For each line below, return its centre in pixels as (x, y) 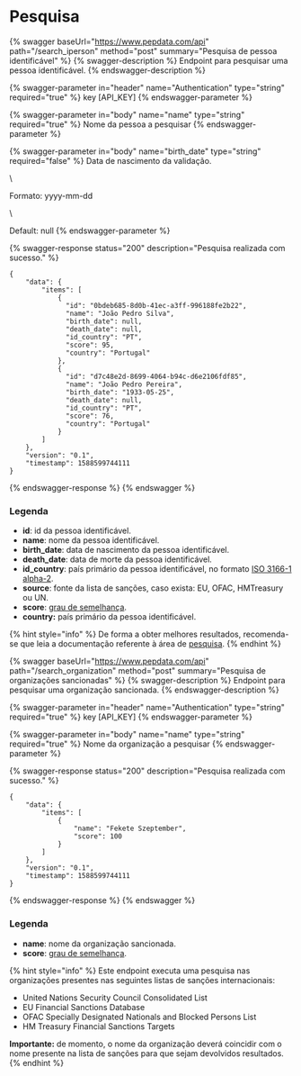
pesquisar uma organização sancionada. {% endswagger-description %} (145, 690)
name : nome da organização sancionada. (99, 944)
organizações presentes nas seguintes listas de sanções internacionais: (142, 980)
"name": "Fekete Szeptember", (130, 829)
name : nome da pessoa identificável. (91, 540)
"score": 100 (98, 836)
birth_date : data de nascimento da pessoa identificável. (126, 550)
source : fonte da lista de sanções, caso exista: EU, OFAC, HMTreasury (153, 588)
